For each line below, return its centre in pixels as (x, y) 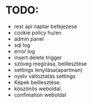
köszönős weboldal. (38, 88)
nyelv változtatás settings (45, 76)
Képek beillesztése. (37, 82)
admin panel (29, 39)
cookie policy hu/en (38, 32)
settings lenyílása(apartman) (48, 70)
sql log (22, 45)
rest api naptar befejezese (45, 26)
